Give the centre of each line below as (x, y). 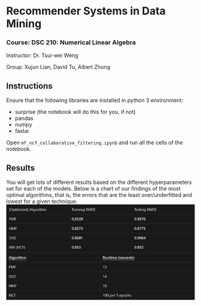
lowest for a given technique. (42, 201)
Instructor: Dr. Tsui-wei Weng (42, 56)
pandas (24, 119)
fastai (22, 131)
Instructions (29, 86)
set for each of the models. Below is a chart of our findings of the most (93, 189)
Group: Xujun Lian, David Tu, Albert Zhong (58, 67)
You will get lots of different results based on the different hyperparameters (99, 182)
